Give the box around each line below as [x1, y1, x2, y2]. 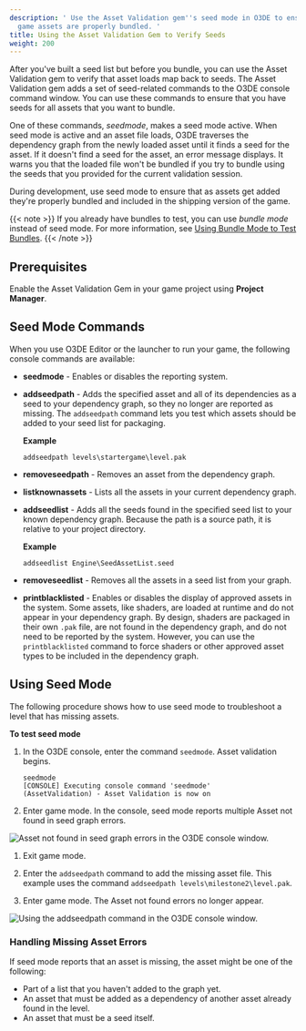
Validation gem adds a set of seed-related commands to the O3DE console [9, 83, 291, 94]
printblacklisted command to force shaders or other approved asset [22, 640, 284, 651]
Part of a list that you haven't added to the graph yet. [22, 983, 221, 994]
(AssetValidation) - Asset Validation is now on [22, 789, 211, 798]
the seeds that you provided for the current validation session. [9, 168, 243, 179]
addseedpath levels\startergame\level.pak [22, 453, 187, 462]
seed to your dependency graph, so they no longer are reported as [22, 398, 273, 409]
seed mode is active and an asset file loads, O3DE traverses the [9, 129, 249, 141]
